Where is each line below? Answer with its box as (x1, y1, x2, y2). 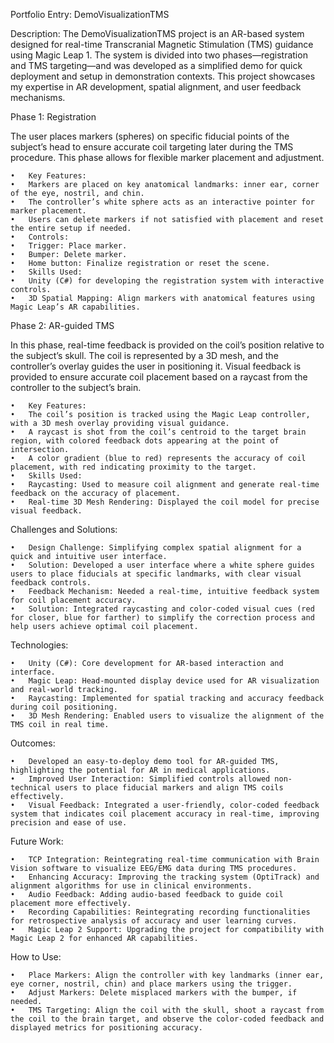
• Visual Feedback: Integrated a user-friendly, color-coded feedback (10, 800, 320, 810)
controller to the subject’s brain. (10, 382, 142, 393)
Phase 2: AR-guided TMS (10, 320, 115, 331)
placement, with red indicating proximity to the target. (10, 462, 257, 472)
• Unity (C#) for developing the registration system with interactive (10, 276, 325, 286)
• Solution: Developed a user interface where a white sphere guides (10, 560, 315, 570)
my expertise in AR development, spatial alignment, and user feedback (10, 81, 302, 93)
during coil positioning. (10, 702, 118, 712)
